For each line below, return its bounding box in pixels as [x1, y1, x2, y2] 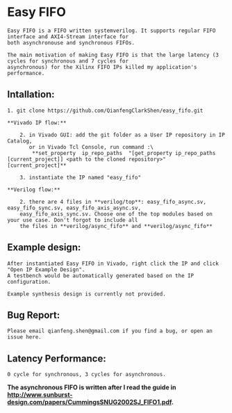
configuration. [7, 278, 51, 285]
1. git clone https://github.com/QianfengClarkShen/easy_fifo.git [7, 107, 204, 114]
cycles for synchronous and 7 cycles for [7, 57, 129, 65]
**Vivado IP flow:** [7, 119, 67, 126]
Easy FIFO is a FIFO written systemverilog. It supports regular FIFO [7, 27, 216, 34]
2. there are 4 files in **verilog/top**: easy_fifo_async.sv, [19, 198, 207, 205]
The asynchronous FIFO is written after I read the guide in [7, 383, 176, 391]
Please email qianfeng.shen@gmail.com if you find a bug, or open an [7, 327, 213, 334]
